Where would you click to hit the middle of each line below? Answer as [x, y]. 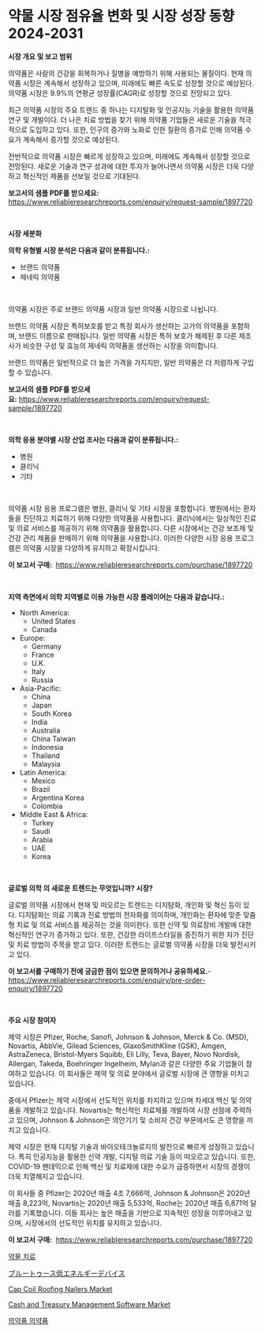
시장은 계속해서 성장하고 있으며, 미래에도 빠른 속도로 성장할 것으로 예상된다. [138, 83]
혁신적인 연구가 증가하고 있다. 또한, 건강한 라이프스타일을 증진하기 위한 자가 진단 [131, 934]
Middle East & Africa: [54, 814]
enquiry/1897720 [35, 988]
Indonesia [47, 747]
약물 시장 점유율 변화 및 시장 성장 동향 [121, 16]
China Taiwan [54, 738]
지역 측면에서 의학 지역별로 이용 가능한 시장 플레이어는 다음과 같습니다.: [116, 596]
